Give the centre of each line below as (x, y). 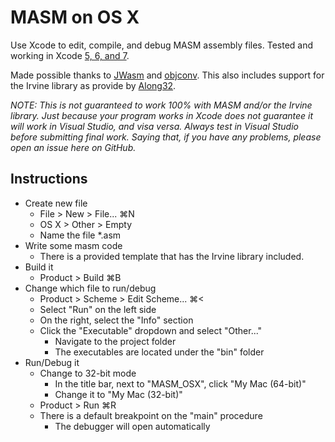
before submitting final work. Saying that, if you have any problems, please (166, 137)
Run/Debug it (52, 362)
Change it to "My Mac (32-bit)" (118, 394)
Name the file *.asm (80, 235)
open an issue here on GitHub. (73, 147)
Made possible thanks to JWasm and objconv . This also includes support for (167, 75)
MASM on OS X (75, 17)
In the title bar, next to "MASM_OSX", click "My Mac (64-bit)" (180, 383)
